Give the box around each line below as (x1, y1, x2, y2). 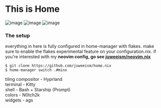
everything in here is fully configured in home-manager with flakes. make (5, 43, 155, 49)
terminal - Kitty (5, 81, 36, 87)
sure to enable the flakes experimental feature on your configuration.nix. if (5, 48, 157, 55)
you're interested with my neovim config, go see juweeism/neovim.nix (5, 54, 151, 60)
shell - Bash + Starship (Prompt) (5, 87, 71, 93)
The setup (5, 32, 31, 39)
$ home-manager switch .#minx (5, 68, 68, 72)
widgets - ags (5, 97, 34, 103)
